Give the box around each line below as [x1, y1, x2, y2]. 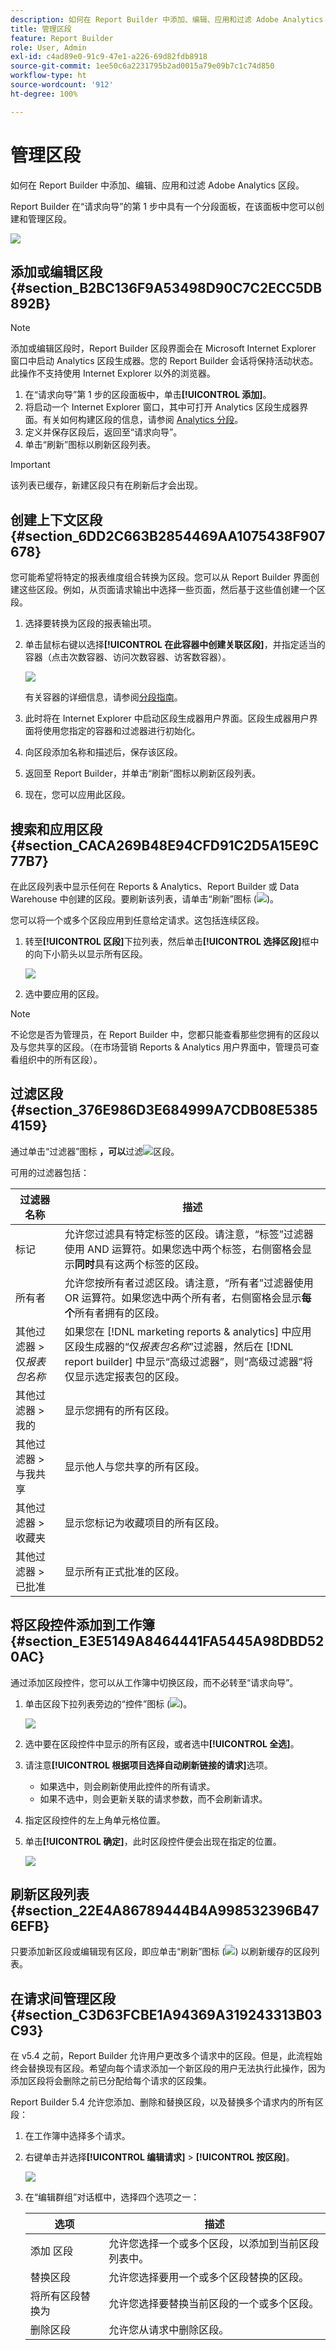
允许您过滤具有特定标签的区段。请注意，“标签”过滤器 [64, 1227, 314, 1241]
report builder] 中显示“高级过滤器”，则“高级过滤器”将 [64, 1354, 313, 1368]
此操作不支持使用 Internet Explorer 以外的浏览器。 [10, 367, 216, 380]
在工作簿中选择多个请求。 [24, 2130, 131, 2142]
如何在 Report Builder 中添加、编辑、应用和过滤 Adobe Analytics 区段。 [10, 179, 305, 191]
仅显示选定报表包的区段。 [64, 1369, 185, 1383]
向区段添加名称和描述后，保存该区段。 [24, 746, 183, 758]
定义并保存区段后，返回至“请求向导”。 [24, 426, 183, 438]
